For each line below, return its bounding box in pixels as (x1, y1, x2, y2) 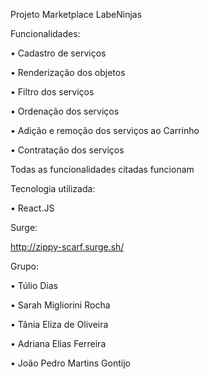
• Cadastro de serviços (10, 47, 107, 59)
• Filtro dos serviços (10, 86, 95, 98)
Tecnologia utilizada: (10, 183, 96, 194)
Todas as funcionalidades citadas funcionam (10, 164, 195, 175)
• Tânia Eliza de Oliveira (10, 319, 109, 330)
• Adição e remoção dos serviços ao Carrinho (10, 125, 200, 136)
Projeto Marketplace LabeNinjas (10, 9, 143, 20)
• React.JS (10, 202, 55, 214)
